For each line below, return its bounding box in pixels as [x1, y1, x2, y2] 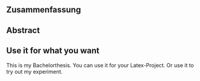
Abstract [6, 25, 40, 35]
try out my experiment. [6, 68, 63, 75]
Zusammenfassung [6, 5, 81, 15]
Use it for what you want [6, 46, 100, 56]
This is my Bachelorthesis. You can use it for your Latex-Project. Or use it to [6, 61, 195, 68]
